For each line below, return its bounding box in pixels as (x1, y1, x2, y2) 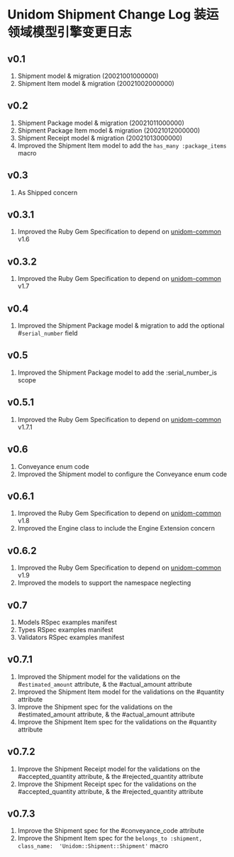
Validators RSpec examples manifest (17, 633, 125, 641)
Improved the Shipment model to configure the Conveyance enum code (17, 470, 228, 478)
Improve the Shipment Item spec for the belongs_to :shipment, (17, 834, 203, 843)
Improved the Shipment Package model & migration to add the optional (17, 321, 225, 330)
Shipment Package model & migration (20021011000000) (17, 118, 184, 127)
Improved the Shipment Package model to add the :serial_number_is (17, 368, 218, 377)
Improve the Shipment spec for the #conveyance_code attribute (17, 826, 204, 835)
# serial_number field (17, 329, 78, 338)
